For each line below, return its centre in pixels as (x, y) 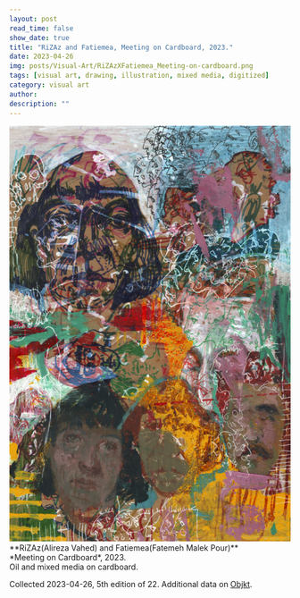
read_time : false (42, 28)
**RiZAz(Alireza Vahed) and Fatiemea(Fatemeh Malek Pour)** (124, 548)
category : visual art (50, 85)
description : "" (39, 104)
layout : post (33, 19)
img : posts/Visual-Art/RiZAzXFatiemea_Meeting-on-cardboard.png (131, 66)
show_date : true (39, 38)
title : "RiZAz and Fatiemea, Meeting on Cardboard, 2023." (121, 47)
